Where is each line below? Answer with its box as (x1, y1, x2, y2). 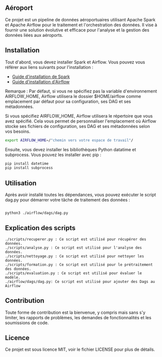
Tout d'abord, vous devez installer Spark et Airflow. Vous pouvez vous (5, 59, 146, 65)
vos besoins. (5, 128, 31, 134)
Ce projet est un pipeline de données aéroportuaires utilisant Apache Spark (5, 16, 156, 22)
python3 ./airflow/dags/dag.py (5, 211, 68, 216)
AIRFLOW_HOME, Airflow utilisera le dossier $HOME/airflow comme (5, 93, 142, 99)
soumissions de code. (5, 320, 49, 326)
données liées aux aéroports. (5, 32, 64, 38)
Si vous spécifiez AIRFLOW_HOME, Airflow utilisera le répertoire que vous (5, 113, 153, 119)
